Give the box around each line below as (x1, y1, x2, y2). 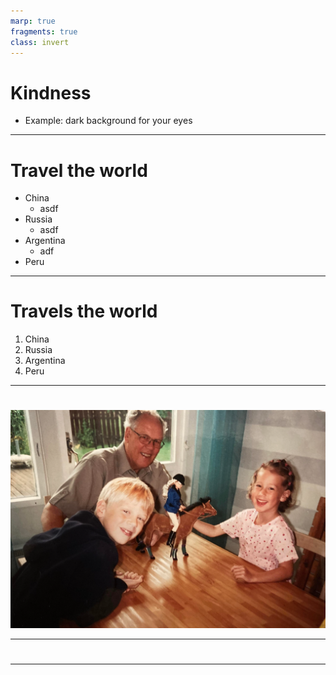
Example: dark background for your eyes (24, 115, 193, 127)
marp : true (10, 16, 56, 26)
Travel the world (10, 159, 148, 182)
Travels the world (10, 300, 158, 323)
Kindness (10, 81, 92, 104)
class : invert (10, 37, 70, 47)
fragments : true (10, 26, 78, 37)
